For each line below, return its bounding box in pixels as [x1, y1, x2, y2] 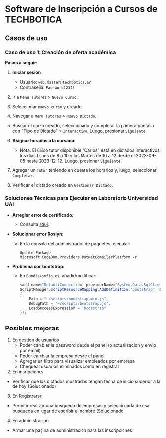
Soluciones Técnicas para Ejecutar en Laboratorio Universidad [5, 194, 158, 201]
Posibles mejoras [5, 324, 59, 332]
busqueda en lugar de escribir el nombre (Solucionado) [12, 408, 125, 414]
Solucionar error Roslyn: [12, 231, 64, 237]
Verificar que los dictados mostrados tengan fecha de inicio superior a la [12, 378, 161, 384]
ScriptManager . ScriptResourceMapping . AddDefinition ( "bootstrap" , [19, 287, 157, 292]
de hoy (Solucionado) [12, 383, 56, 389]
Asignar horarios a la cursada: [12, 137, 76, 143]
